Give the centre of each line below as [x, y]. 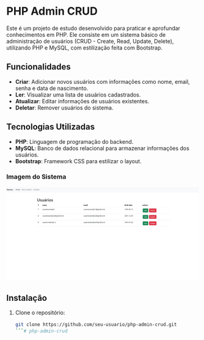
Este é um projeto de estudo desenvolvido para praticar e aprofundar [93, 28]
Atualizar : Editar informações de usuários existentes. [82, 101]
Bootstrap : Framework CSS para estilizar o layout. [78, 161]
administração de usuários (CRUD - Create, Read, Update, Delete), [90, 41]
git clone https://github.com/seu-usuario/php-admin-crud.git [96, 325]
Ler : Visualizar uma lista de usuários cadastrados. [78, 94]
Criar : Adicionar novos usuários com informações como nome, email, [103, 81]
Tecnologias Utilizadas [51, 127]
